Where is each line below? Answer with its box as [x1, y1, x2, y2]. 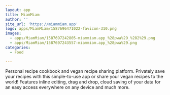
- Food [10, 50, 24, 55]
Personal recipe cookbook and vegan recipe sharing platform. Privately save [5, 68, 165, 74]
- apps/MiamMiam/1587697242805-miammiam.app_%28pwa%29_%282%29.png [10, 36, 156, 41]
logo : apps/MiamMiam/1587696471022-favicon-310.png [5, 26, 117, 31]
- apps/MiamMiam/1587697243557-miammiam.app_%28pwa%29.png [10, 40, 138, 45]
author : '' [5, 17, 28, 22]
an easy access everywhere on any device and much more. [5, 84, 130, 90]
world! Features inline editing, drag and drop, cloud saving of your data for [5, 79, 161, 85]
